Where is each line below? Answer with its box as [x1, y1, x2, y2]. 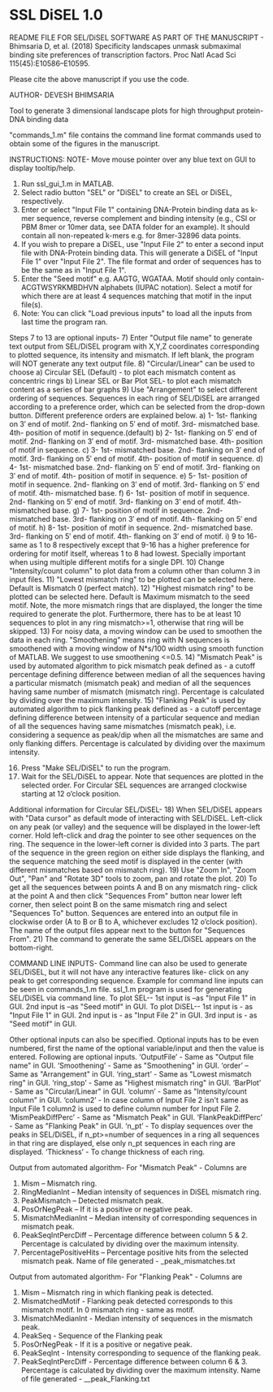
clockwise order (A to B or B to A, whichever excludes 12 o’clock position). [9, 917, 258, 926]
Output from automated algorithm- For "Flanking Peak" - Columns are [9, 1272, 243, 1281]
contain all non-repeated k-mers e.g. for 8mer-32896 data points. [20, 230, 241, 241]
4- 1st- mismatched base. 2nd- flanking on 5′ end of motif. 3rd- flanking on [9, 462, 261, 472]
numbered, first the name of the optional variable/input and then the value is [9, 1043, 265, 1053]
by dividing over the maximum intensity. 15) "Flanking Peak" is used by [9, 695, 246, 705]
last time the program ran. [20, 317, 108, 327]
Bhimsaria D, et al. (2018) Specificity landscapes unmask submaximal [9, 41, 242, 50]
